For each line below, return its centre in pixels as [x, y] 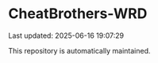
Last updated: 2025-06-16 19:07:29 [66, 35]
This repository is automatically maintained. [79, 50]
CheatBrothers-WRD [78, 14]
